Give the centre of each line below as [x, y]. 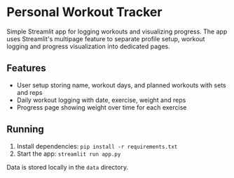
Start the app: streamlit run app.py [69, 154]
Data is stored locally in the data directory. [68, 167]
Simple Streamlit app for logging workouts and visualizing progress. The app [117, 31]
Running [26, 129]
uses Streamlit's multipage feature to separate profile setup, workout [106, 38]
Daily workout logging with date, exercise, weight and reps [101, 100]
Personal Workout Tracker [84, 12]
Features [26, 68]
